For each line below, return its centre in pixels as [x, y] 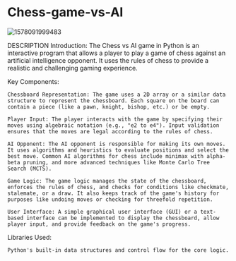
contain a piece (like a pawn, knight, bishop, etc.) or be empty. [109, 107]
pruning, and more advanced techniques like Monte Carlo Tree [117, 162]
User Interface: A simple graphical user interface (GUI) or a [102, 212]
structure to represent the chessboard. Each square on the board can [113, 101]
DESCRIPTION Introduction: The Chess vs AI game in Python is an [104, 45]
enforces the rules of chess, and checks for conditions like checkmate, [118, 187]
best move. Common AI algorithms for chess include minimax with [105, 156]
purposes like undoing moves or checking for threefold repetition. [110, 199]
